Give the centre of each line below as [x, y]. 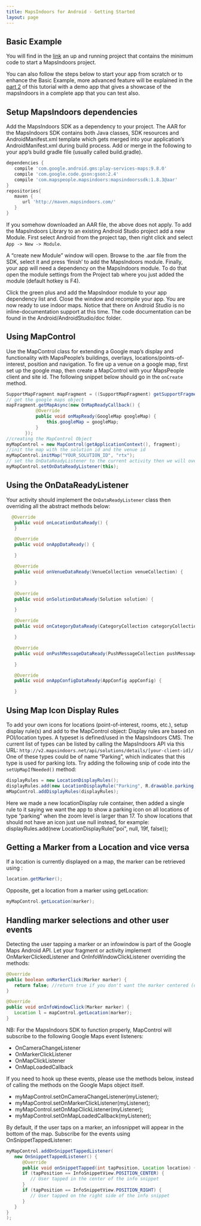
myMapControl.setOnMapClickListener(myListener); [79, 1109]
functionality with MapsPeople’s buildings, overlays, [70, 357]
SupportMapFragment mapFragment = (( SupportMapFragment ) [79, 394]
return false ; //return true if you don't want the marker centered [101, 985]
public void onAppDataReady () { [54, 545]
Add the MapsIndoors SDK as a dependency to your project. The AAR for [96, 127]
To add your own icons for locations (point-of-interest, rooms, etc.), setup [97, 725]
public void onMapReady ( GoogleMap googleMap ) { [96, 417]
